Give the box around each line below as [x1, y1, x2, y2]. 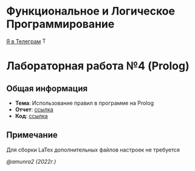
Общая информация [6, 83, 88, 94]
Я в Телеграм [6, 38, 41, 45]
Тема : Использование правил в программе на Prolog [15, 99, 154, 106]
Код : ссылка [15, 112, 48, 119]
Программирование [6, 17, 115, 31]
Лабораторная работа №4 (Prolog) [6, 59, 190, 73]
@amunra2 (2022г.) [6, 158, 56, 165]
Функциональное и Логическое [6, 4, 175, 18]
